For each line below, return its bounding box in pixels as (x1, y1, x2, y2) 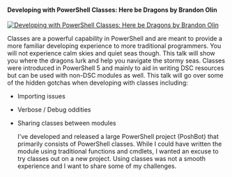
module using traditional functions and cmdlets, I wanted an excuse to (17, 147, 219, 155)
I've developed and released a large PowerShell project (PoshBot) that (17, 133, 219, 141)
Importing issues (17, 92, 66, 101)
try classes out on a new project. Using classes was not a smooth (17, 155, 206, 163)
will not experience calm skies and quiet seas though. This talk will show (7, 49, 216, 58)
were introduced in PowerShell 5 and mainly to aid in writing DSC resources (7, 64, 224, 72)
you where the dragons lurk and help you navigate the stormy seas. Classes (7, 56, 225, 65)
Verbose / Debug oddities (17, 106, 91, 114)
